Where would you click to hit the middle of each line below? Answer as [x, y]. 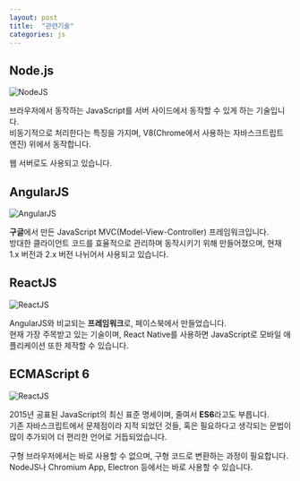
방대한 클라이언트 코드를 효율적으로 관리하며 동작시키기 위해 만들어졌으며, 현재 [146, 243]
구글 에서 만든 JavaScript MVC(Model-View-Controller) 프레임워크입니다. [139, 232]
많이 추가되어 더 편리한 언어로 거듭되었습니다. [88, 436]
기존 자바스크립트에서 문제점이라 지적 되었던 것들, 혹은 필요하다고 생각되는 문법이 [150, 425]
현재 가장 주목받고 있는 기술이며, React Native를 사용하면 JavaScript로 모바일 [146, 334]
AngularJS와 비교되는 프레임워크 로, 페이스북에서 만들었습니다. [118, 322]
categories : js [38, 34]
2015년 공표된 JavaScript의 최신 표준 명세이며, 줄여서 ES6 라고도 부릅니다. [140, 414]
